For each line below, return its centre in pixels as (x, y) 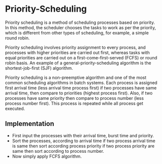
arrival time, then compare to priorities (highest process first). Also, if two (79, 93)
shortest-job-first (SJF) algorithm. (39, 68)
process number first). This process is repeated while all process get (74, 103)
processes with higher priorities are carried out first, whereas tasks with (77, 53)
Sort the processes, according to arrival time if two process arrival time (84, 141)
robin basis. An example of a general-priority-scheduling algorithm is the (78, 63)
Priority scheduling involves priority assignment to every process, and (75, 47)
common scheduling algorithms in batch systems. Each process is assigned (81, 82)
